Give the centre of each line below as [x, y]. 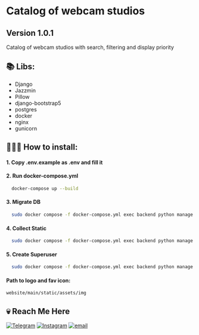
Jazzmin [25, 90]
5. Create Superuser [32, 254]
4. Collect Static [26, 228]
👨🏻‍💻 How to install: [42, 147]
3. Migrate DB [23, 202]
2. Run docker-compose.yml [42, 176]
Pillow [22, 97]
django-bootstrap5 [38, 103]
